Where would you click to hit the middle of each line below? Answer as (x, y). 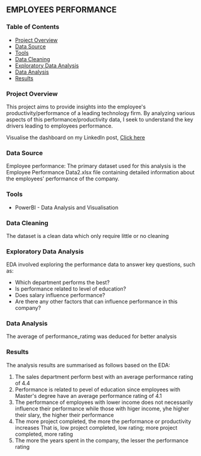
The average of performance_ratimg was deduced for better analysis (91, 336)
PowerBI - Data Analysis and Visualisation (67, 207)
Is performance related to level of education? (70, 289)
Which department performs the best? (62, 283)
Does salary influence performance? (60, 295)
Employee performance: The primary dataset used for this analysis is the (96, 166)
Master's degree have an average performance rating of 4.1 (88, 395)
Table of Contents (33, 27)
